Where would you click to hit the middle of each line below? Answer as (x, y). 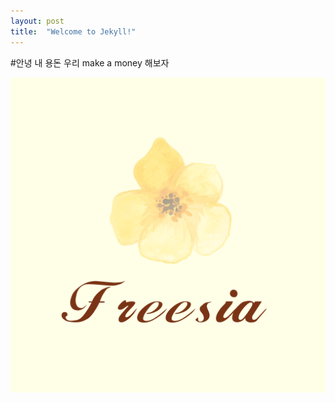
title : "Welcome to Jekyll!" (73, 31)
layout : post (37, 21)
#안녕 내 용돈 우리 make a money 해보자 (90, 62)
